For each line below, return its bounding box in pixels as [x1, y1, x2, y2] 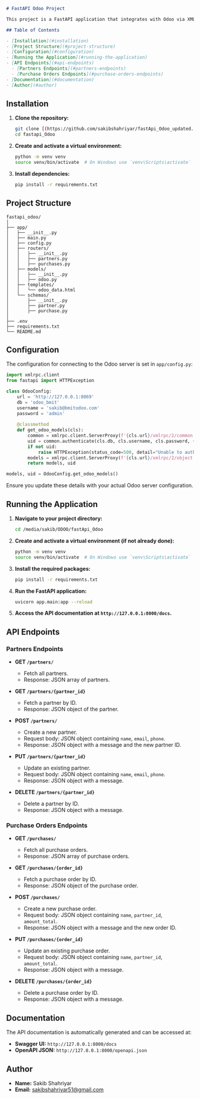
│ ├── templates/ [6, 282, 55, 288]
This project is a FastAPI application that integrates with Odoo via [6, 16, 185, 22]
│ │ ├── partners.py [6, 256, 68, 261]
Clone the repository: [14, 114, 69, 122]
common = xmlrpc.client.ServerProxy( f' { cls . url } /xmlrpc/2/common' [27, 432, 196, 439]
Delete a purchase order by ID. [23, 989, 99, 997]
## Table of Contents [6, 27, 60, 33]
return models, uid [27, 460, 76, 466]
